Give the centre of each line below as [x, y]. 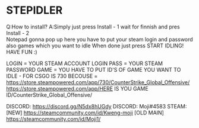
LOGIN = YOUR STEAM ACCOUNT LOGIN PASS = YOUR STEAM [85, 63]
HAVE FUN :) [22, 52]
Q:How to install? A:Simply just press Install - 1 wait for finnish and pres [93, 27]
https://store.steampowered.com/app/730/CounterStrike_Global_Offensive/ [98, 82]
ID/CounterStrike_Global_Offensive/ [49, 95]
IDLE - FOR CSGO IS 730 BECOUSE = [52, 76]
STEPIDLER [34, 10]
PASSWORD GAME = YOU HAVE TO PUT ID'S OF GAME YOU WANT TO [94, 69]
